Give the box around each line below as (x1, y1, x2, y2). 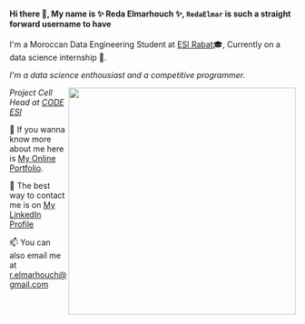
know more (9, 133, 52, 145)
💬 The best (9, 181, 51, 191)
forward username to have (9, 18, 112, 29)
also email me (9, 250, 62, 261)
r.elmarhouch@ (9, 270, 67, 280)
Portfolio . (9, 162, 44, 173)
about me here (9, 143, 64, 154)
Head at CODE (9, 97, 65, 108)
